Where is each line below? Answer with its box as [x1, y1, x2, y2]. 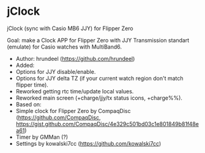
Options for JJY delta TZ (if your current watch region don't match [15, 74, 184, 82]
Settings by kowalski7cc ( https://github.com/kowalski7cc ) [15, 139, 162, 147]
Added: [15, 61, 35, 69]
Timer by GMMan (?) [15, 133, 69, 141]
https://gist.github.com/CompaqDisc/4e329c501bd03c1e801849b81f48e [15, 120, 199, 127]
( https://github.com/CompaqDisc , [15, 114, 101, 121]
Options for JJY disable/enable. [15, 68, 96, 75]
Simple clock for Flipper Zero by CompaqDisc [15, 107, 131, 114]
